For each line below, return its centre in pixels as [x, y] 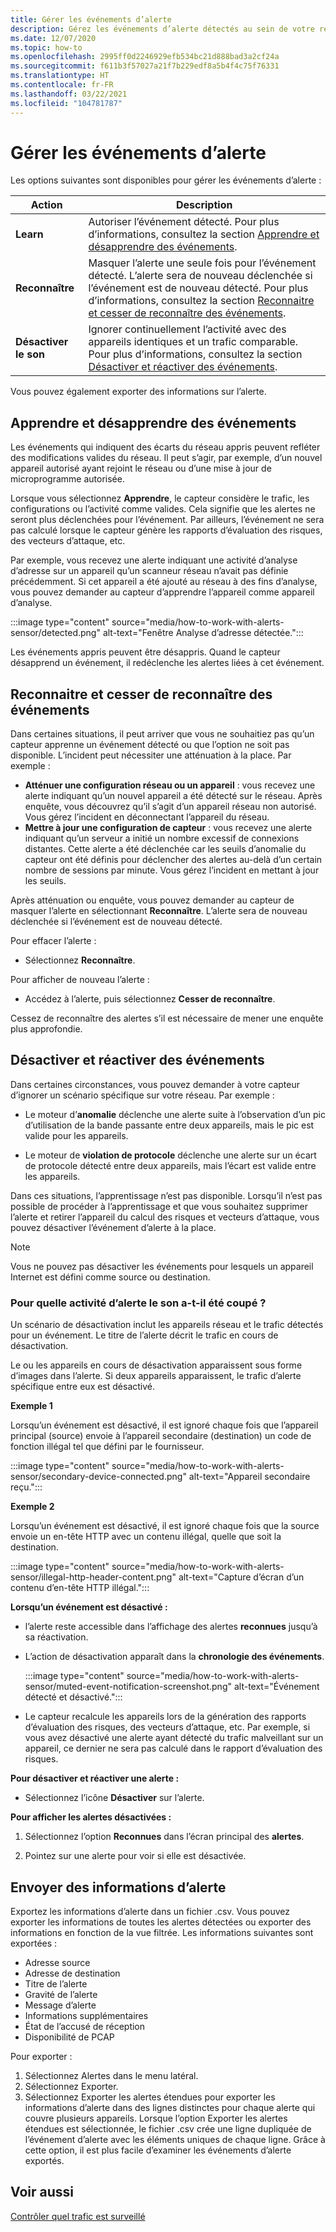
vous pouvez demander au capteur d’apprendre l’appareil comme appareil [162, 592]
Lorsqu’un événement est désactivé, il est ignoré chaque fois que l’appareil [164, 1425]
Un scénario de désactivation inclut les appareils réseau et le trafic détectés [167, 1325]
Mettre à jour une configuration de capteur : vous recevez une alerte [168, 828]
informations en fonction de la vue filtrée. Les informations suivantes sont [162, 1932]
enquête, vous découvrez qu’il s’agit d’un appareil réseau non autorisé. [170, 807]
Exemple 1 [31, 1406]
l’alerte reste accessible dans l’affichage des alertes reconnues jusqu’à [171, 1627]
